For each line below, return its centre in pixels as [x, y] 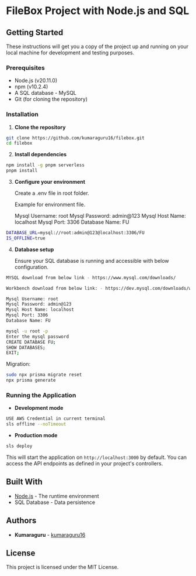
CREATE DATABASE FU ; [31, 342]
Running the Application [41, 395]
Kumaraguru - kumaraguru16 [50, 534]
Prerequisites [25, 67]
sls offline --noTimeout [36, 424]
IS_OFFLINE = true [26, 238]
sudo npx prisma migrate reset [44, 375]
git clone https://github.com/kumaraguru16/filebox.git [75, 138]
